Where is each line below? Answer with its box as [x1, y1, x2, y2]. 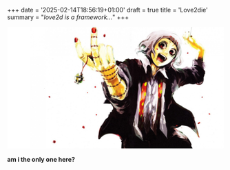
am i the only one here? [7, 155, 76, 163]
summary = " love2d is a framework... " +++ [7, 13, 129, 21]
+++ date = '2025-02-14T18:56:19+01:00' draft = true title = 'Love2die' [7, 6, 208, 14]
